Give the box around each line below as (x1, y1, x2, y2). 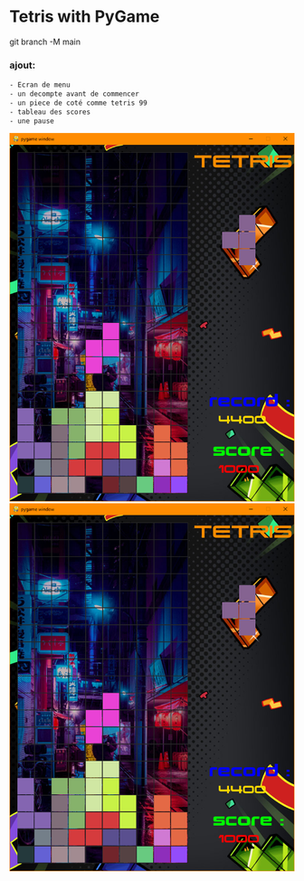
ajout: (9, 59, 36, 71)
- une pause (9, 117, 54, 126)
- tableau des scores (9, 108, 91, 117)
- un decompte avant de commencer (9, 90, 140, 99)
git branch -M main (9, 36, 81, 47)
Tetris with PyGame (9, 6, 160, 27)
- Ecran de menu (9, 81, 71, 90)
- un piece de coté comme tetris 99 (9, 99, 147, 108)
